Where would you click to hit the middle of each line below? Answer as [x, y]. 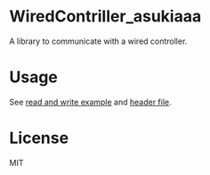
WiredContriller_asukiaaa [105, 17]
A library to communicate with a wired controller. [98, 41]
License [39, 138]
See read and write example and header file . [90, 102]
